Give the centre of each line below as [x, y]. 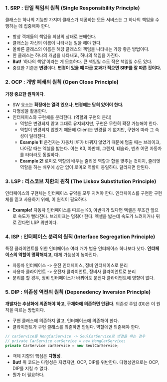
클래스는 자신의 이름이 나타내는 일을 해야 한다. [57, 43]
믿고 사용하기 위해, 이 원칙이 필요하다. [51, 199]
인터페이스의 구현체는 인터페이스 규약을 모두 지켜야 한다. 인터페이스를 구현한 [79, 193]
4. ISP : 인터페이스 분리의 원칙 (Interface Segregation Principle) [80, 236]
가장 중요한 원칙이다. [25, 94]
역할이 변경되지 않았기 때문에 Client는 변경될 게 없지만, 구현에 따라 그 [87, 129]
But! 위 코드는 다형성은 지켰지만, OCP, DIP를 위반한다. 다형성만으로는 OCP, [86, 362]
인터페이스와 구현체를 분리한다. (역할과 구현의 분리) [62, 117]
